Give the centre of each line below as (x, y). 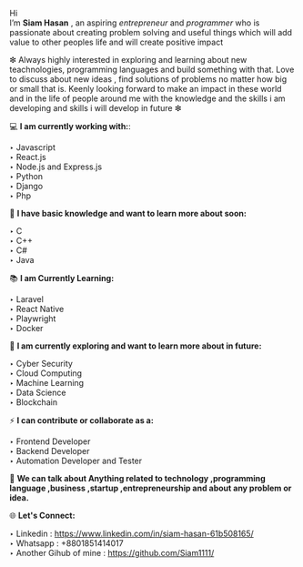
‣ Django (26, 186)
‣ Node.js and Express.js (56, 167)
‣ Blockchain (33, 402)
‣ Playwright (33, 319)
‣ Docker (26, 328)
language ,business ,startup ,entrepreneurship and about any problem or (151, 488)
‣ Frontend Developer (50, 441)
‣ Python (26, 176)
